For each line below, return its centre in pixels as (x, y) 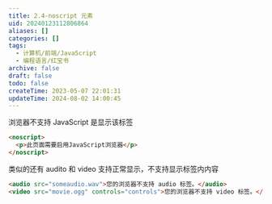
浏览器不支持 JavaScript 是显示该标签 (71, 123)
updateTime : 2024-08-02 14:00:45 (65, 98)
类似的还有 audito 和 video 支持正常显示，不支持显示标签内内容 (114, 169)
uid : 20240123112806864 (49, 23)
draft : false (30, 76)
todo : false (28, 83)
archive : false (34, 69)
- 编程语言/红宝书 (42, 61)
